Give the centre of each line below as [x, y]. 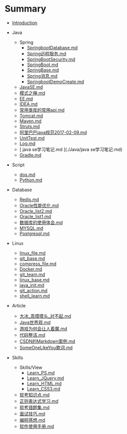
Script [18, 165]
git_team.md [32, 274]
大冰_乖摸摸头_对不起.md [45, 316]
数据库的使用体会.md [41, 222]
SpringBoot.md [42, 65]
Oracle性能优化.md [39, 205]
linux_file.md [32, 253]
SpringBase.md [43, 70]
